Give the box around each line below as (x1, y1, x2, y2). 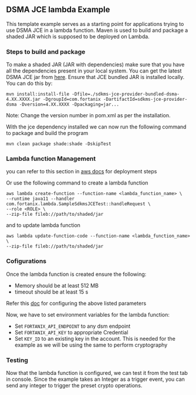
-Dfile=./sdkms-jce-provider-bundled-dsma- (71, 91, 180, 97)
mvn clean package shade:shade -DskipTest (6, 141, 111, 147)
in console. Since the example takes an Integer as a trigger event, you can (6, 376, 185, 383)
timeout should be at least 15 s (14, 288, 89, 295)
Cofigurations (6, 257, 47, 265)
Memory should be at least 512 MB (14, 282, 99, 289)
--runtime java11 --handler (6, 196, 75, 202)
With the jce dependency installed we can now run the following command (6, 123, 187, 130)
